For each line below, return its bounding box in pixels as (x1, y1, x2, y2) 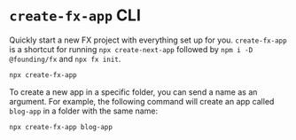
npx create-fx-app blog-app (9, 122, 113, 131)
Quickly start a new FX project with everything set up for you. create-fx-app (9, 35, 287, 45)
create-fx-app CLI (9, 5, 142, 26)
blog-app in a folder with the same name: (9, 105, 158, 116)
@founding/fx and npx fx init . (9, 53, 121, 64)
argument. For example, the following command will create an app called (9, 96, 275, 106)
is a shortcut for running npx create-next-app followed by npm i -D (9, 43, 253, 54)
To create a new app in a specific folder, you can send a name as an (9, 86, 258, 97)
